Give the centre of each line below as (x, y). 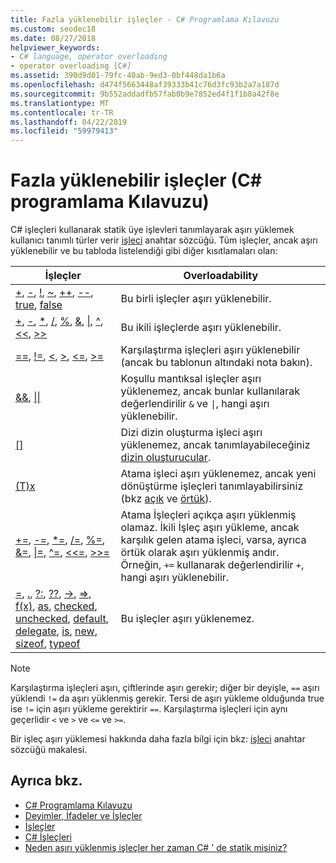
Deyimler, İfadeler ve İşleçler (83, 815)
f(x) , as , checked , (56, 606)
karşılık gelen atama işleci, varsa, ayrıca (213, 540)
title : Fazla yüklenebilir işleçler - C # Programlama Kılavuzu (145, 19)
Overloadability (221, 276)
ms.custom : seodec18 (53, 29)
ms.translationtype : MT (60, 103)
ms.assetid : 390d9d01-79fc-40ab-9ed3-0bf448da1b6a (118, 76)
